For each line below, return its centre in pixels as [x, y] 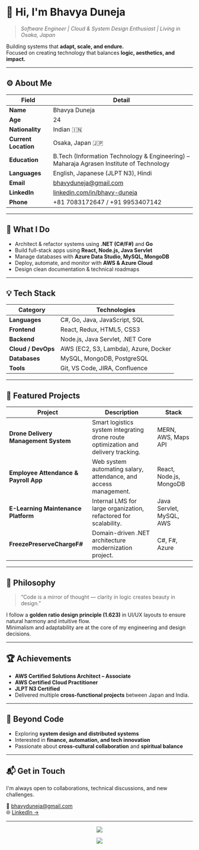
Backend [22, 339]
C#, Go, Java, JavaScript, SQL [102, 320]
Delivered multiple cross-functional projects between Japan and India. [102, 695]
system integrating [118, 430]
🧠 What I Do [28, 230]
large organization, [118, 508]
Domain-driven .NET [121, 533]
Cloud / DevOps [32, 349]
